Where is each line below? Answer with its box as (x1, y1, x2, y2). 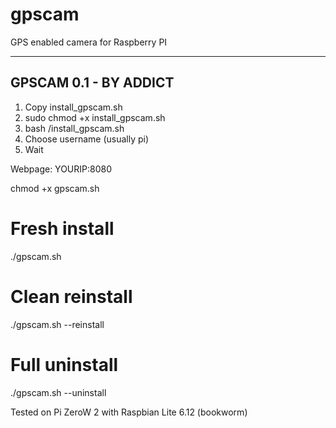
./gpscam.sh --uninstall (10, 386, 107, 398)
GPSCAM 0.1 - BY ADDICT (10, 74, 175, 92)
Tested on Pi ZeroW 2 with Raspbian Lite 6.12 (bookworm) (10, 406, 248, 418)
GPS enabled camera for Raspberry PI (10, 36, 168, 48)
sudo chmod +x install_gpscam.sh (24, 111, 166, 123)
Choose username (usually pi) (24, 133, 150, 145)
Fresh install (10, 217, 115, 240)
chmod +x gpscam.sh (10, 182, 100, 194)
